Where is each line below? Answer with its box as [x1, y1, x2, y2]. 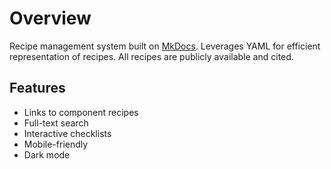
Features [9, 80, 66, 97]
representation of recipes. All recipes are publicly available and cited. [9, 50, 294, 62]
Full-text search [23, 117, 89, 129]
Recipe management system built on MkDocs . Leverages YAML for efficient [9, 40, 321, 52]
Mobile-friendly [23, 138, 89, 150]
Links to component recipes [23, 106, 139, 118]
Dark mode [23, 148, 71, 161]
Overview [9, 7, 92, 30]
